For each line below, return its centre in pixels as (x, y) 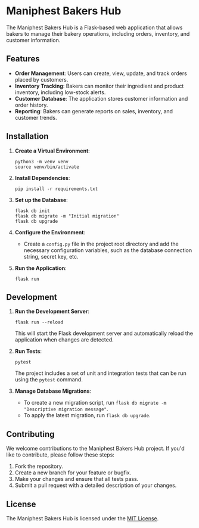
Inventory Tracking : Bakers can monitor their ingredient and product (99, 86)
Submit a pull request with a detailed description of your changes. (96, 485)
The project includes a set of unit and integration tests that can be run (100, 373)
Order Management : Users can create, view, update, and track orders (101, 73)
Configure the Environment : (50, 232)
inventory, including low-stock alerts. (60, 92)
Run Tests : (28, 351)
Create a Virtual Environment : (52, 151)
